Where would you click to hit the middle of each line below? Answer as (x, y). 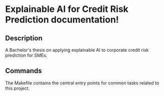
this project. (17, 88)
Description (24, 38)
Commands (24, 71)
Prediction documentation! (62, 20)
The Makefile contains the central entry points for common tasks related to (82, 83)
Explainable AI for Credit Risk (67, 9)
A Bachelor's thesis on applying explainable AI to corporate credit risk (77, 50)
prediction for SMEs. (26, 55)
